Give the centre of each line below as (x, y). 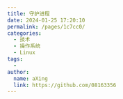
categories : (24, 33)
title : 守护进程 (28, 14)
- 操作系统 (27, 46)
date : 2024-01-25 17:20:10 (46, 20)
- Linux (25, 53)
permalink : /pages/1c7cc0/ (46, 26)
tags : (15, 59)
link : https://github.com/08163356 (65, 85)
